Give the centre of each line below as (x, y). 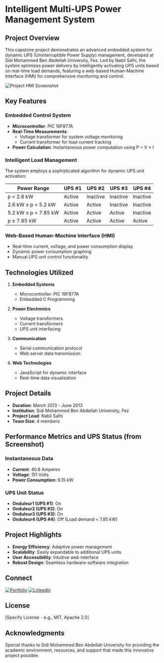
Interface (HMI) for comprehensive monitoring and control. (65, 76)
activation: (16, 176)
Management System (50, 20)
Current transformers (41, 324)
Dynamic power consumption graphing (52, 252)
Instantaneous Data (29, 459)
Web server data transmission (50, 354)
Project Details (28, 393)
